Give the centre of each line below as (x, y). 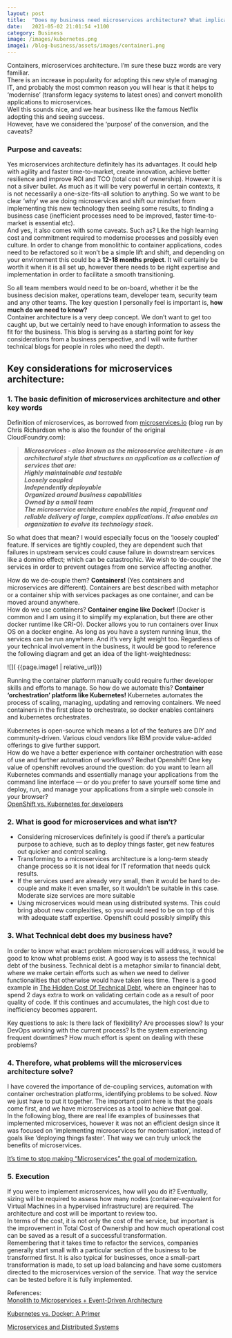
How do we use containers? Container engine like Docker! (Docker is (106, 610)
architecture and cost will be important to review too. (82, 1214)
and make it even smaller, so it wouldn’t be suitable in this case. (129, 888)
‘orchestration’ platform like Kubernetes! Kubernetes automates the (105, 695)
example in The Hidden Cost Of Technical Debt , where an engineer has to (112, 987)
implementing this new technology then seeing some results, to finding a (110, 209)
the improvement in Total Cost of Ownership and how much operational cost (116, 1228)
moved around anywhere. (43, 602)
